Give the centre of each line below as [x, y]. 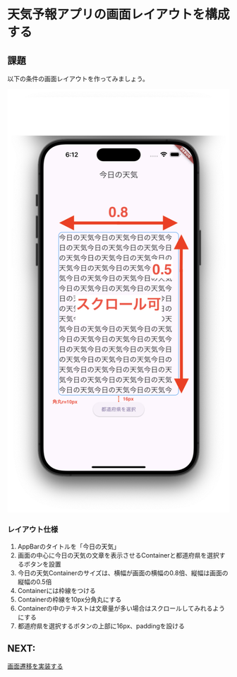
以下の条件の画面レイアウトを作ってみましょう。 [78, 79]
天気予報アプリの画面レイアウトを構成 [119, 14]
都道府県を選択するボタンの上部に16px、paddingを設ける [101, 625]
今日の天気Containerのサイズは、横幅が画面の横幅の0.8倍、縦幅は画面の [123, 572]
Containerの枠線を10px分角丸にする [69, 599]
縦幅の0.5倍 [35, 582]
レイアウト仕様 [33, 529]
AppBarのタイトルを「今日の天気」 [68, 546]
